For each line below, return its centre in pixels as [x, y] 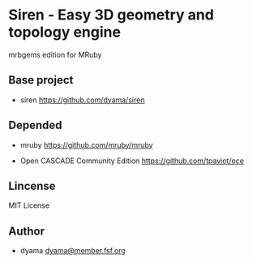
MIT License [29, 205]
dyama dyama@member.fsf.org [73, 251]
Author [26, 231]
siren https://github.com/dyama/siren [82, 100]
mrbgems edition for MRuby [55, 54]
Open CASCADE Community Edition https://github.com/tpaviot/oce [132, 161]
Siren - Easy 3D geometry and [111, 15]
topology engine [65, 32]
